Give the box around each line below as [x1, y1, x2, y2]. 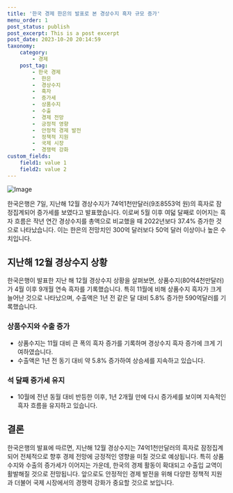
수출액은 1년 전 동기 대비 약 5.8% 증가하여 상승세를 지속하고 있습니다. [17, 356, 205, 365]
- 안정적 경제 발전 [32, 127, 81, 134]
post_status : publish [7, 23, 70, 30]
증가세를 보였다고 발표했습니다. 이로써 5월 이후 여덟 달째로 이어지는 [37, 208, 219, 216]
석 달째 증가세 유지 [7, 375, 65, 385]
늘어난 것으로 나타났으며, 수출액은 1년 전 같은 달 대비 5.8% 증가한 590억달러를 [7, 294, 219, 302]
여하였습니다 [17, 347, 52, 356]
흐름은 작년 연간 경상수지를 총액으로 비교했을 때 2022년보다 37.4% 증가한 [14, 217, 215, 225]
